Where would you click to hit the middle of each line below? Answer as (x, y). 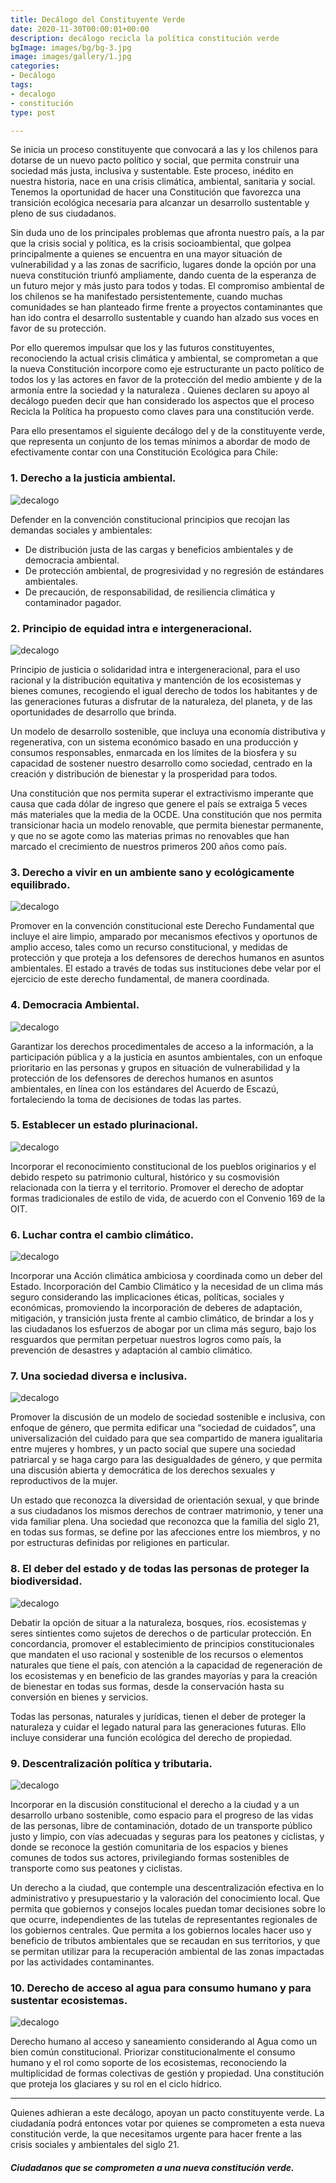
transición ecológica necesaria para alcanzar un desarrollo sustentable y (160, 203)
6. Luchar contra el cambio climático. (102, 1234)
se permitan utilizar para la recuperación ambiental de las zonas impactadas (167, 1952)
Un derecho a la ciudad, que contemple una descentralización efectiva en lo (167, 1888)
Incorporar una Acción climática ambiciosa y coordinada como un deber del (166, 1276)
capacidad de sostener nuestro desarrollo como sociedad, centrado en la (161, 763)
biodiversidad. (46, 1581)
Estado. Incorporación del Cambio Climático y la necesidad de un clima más (167, 1287)
